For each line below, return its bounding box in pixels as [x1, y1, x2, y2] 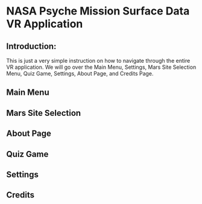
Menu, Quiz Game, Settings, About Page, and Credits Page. [6, 70, 154, 77]
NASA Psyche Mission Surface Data [6, 4, 190, 18]
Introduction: [6, 41, 57, 51]
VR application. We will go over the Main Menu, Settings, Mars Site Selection [6, 63, 197, 71]
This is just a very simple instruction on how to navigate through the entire [6, 57, 191, 64]
